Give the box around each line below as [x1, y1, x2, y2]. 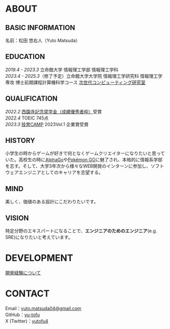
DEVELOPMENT [5, 252, 74, 264]
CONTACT [5, 288, 50, 300]
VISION [5, 214, 29, 222]
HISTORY [5, 136, 36, 145]
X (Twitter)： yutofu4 [5, 318, 48, 324]
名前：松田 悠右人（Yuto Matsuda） [5, 38, 80, 43]
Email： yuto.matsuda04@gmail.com [5, 305, 81, 311]
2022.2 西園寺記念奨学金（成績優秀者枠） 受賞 [5, 108, 102, 114]
